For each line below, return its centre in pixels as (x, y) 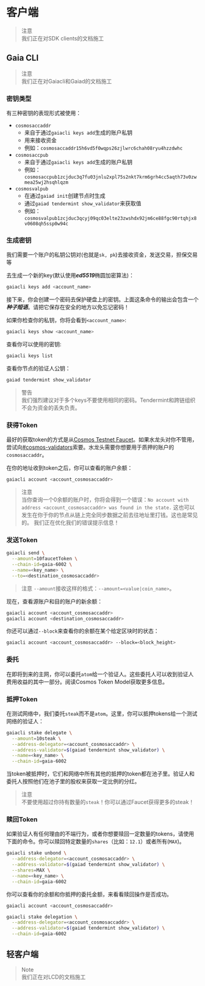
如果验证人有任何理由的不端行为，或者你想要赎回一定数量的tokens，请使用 (100, 834)
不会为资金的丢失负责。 (51, 407)
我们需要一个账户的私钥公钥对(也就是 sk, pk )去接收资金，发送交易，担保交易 (102, 255)
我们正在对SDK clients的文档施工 (63, 38)
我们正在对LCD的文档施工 (53, 977)
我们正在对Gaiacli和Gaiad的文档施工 (67, 81)
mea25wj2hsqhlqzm (46, 183)
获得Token (22, 425)
